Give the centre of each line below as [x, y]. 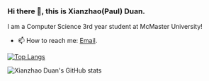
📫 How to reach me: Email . [57, 41]
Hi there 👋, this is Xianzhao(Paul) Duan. [76, 11]
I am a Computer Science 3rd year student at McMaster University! [105, 27]
